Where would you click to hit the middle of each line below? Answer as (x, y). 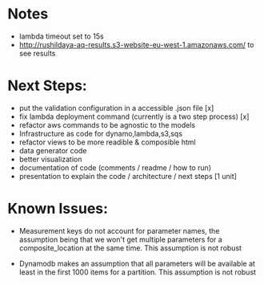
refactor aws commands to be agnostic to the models (107, 124)
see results (37, 53)
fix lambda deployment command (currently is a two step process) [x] (134, 116)
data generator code (53, 150)
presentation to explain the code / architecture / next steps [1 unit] (128, 176)
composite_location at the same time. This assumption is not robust (130, 248)
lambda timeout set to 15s (62, 36)
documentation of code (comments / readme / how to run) (115, 167)
